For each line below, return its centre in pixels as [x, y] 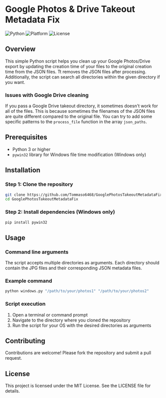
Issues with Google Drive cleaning [47, 95]
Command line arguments [37, 252]
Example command [29, 281]
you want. [15, 82]
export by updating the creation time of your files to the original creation [79, 66]
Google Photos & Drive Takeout [70, 9]
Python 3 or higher [31, 149]
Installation [23, 170]
